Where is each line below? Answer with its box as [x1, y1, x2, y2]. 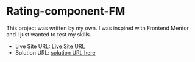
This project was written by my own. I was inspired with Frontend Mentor [6, 24, 190, 32]
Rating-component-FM [6, 4, 126, 18]
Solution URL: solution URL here [15, 49, 96, 56]
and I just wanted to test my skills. [6, 30, 91, 38]
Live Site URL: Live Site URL [15, 43, 85, 50]
